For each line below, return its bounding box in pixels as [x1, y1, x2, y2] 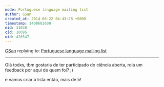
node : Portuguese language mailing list [5, 7, 89, 12]
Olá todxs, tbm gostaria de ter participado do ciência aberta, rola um [5, 62, 143, 67]
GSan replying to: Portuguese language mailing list [5, 47, 107, 54]
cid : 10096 [5, 30, 27, 35]
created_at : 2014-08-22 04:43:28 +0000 [5, 16, 86, 21]
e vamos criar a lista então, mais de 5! [5, 76, 82, 82]
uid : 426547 [5, 35, 29, 40]
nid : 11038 [5, 25, 27, 30]
